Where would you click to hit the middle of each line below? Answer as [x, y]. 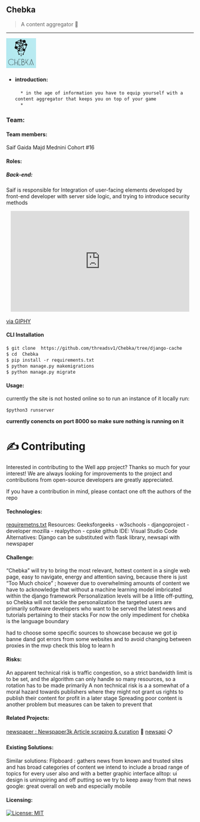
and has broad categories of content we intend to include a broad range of [98, 767]
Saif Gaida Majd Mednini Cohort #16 [51, 147]
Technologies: [24, 511]
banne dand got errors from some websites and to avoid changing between [99, 639]
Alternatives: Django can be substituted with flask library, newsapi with [93, 537]
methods [17, 202]
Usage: [15, 385]
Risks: [14, 660]
